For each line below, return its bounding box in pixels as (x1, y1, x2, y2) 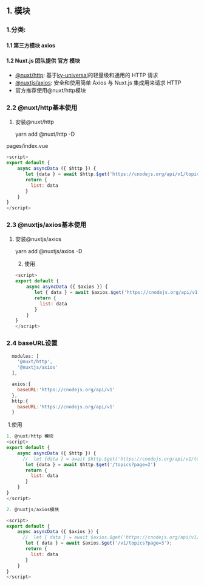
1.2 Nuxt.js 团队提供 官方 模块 (6, 57, 80, 64)
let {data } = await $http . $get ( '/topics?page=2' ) (25, 461, 156, 467)
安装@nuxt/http (15, 118, 55, 126)
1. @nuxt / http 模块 (6, 433, 54, 439)
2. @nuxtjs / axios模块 (6, 506, 59, 512)
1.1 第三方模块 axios (6, 41, 56, 49)
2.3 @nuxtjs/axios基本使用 (6, 221, 87, 229)
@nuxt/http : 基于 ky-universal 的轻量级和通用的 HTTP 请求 (15, 72, 158, 79)
